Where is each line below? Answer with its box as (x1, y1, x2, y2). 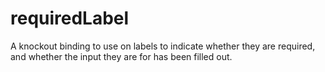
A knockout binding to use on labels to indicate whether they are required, (10, 40, 316, 52)
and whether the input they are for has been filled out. (10, 50, 233, 62)
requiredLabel (10, 7, 130, 30)
